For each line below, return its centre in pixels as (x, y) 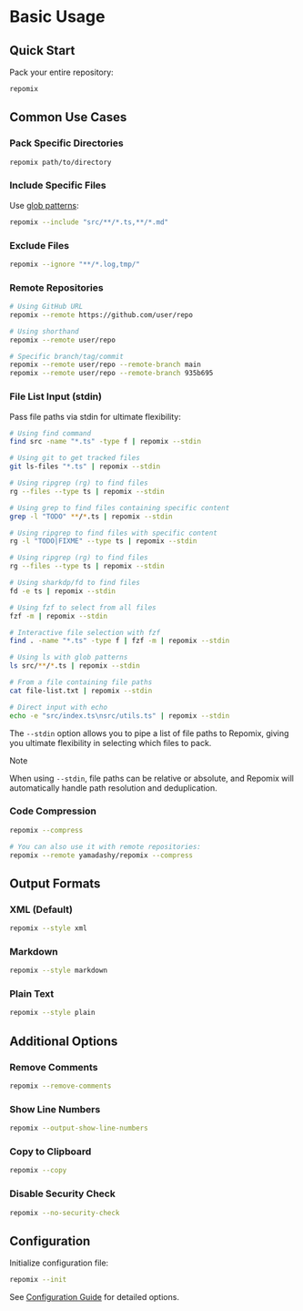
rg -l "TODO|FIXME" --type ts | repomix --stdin (103, 541)
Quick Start (42, 51)
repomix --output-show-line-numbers (79, 1128)
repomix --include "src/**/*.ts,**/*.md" (89, 222)
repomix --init (38, 1280)
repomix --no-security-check (65, 1213)
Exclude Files (40, 245)
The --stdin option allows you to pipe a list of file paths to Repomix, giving (149, 733)
